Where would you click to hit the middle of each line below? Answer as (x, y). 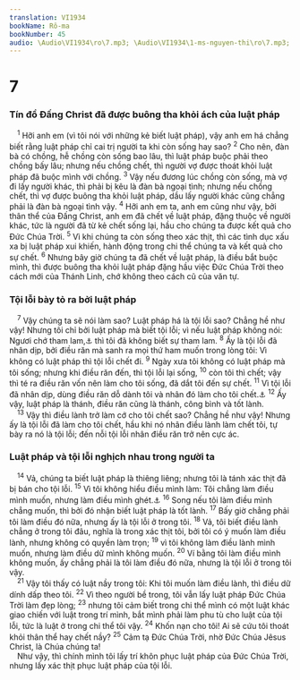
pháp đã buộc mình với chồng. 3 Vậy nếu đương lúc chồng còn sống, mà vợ (149, 176)
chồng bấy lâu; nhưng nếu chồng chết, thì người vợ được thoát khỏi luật (141, 166)
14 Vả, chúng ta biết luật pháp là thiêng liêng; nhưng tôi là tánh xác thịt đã (152, 477)
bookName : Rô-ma (39, 26)
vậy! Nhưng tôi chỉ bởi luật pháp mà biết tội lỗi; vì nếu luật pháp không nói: (146, 330)
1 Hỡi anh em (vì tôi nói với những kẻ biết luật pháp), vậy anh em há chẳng (153, 135)
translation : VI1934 (48, 17)
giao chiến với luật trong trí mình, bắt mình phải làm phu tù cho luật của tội (146, 615)
